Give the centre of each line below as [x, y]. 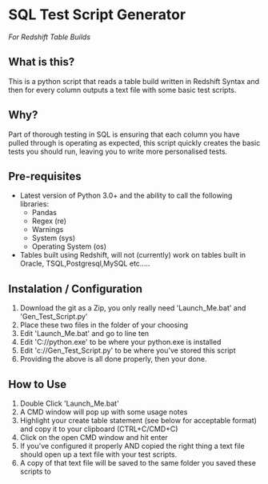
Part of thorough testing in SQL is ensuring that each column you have [124, 134]
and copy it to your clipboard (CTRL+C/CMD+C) [99, 429]
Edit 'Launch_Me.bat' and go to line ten [84, 334]
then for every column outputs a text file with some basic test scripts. [122, 90]
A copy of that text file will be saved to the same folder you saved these [138, 463]
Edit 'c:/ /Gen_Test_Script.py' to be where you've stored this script [128, 350]
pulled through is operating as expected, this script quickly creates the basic [134, 142]
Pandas [44, 213]
